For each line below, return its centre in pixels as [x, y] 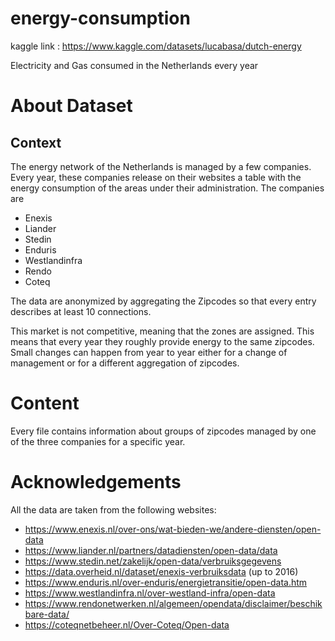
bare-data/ [47, 614]
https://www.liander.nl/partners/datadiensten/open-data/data [151, 550]
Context [36, 142]
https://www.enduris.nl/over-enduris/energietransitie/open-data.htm [166, 582]
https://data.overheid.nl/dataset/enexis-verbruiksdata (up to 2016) [161, 571]
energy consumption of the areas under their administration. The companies [167, 188]
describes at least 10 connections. [81, 311]
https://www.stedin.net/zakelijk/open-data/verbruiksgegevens [153, 561]
